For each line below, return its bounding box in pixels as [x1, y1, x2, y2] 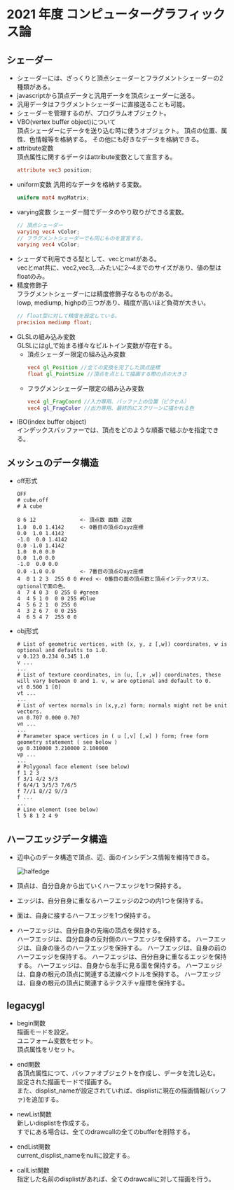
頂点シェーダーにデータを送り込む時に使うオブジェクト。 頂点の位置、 [16, 127, 221, 134]
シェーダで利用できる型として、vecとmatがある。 [16, 255, 160, 263]
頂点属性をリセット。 [16, 1045, 78, 1053]
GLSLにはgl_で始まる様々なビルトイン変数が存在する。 [16, 341, 176, 350]
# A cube [16, 503, 43, 510]
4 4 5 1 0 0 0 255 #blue [16, 595, 96, 602]
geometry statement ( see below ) [16, 739, 118, 746]
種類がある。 [16, 83, 54, 91]
